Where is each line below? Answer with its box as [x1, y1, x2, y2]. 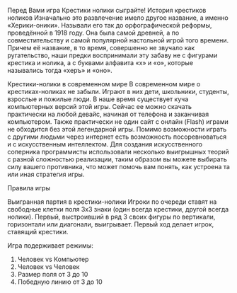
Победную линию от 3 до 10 [17, 277, 103, 286]
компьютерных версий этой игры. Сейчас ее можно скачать [7, 103, 192, 110]
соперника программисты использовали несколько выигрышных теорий [7, 148, 230, 156]
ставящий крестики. [7, 228, 69, 236]
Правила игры [7, 184, 51, 192]
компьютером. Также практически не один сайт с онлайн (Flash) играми [7, 117, 229, 126]
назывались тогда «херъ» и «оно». [7, 67, 113, 74]
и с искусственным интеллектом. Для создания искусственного [7, 140, 203, 148]
